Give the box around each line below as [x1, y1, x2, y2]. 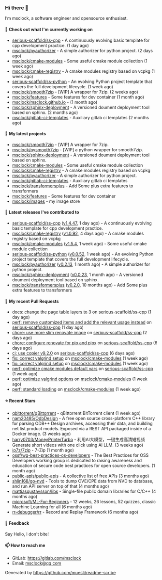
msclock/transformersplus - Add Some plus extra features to [12, 183, 133, 189]
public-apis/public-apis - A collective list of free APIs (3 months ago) [12, 473, 149, 479]
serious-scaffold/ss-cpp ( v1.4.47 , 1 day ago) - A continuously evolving [12, 220, 152, 226]
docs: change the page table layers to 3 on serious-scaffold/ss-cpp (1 [12, 309, 151, 315]
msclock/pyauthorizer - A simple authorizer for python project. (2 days [12, 48, 153, 53]
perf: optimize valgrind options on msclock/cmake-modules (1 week [12, 376, 147, 382]
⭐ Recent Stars [5, 398, 36, 403]
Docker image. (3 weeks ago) [12, 431, 71, 437]
